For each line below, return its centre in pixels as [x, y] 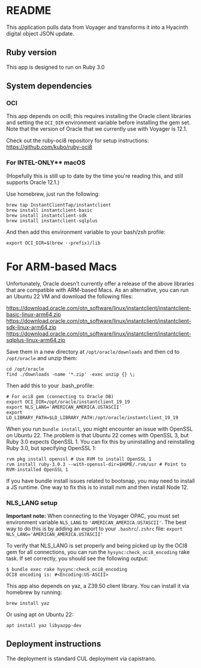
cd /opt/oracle [25, 369]
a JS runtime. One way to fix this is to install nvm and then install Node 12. [97, 487]
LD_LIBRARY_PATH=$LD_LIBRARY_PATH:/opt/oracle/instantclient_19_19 [92, 417]
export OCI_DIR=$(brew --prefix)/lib [53, 243]
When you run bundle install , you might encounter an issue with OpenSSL [100, 429]
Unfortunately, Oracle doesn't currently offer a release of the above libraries [100, 283]
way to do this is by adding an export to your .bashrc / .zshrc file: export [94, 528]
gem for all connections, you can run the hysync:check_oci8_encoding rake [98, 552]
